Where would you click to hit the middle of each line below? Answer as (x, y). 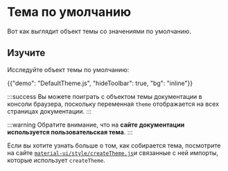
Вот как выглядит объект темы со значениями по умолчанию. (99, 31)
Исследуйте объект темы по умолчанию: (68, 69)
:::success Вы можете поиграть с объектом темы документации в (105, 96)
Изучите (26, 53)
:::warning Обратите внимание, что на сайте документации (96, 125)
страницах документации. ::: (50, 111)
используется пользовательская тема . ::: (70, 132)
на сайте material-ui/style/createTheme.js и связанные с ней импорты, (113, 152)
